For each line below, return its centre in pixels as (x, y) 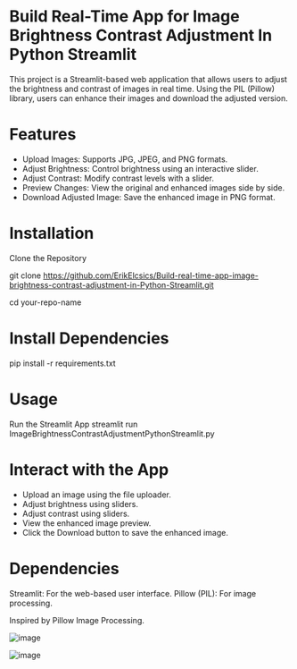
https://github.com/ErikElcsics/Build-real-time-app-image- (151, 275)
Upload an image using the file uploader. (97, 495)
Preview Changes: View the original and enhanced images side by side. (153, 187)
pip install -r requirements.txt (62, 363)
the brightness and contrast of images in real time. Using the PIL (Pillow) (142, 89)
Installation (52, 233)
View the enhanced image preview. (87, 523)
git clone (25, 275)
